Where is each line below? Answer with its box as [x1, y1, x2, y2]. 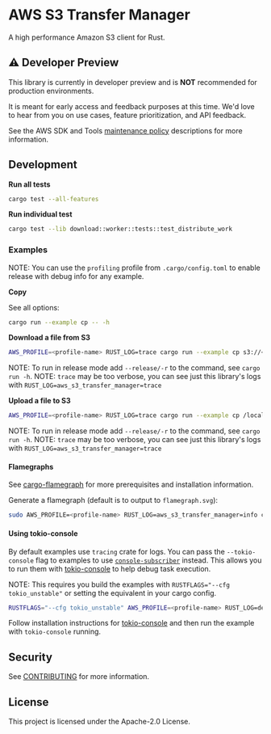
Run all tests [8, 179, 51, 189]
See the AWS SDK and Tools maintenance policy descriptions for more [8, 125, 244, 135]
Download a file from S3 [8, 333, 91, 343]
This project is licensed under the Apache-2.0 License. [8, 717, 191, 727]
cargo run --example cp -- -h [8, 318, 110, 327]
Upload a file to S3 [8, 396, 71, 406]
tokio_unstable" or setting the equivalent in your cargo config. [8, 588, 217, 597]
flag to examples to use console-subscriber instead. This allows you [35, 555, 262, 565]
